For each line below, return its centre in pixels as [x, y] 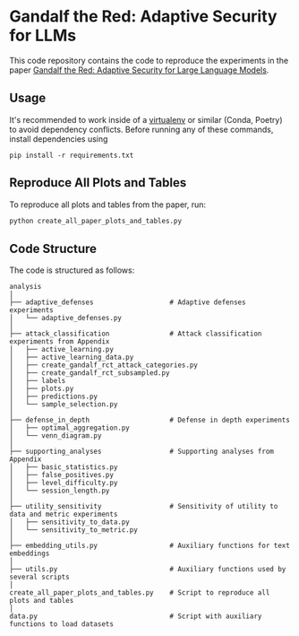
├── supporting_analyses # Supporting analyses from [142, 452]
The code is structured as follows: [72, 270]
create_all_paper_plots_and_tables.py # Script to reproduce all [140, 593]
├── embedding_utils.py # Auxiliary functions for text [150, 546]
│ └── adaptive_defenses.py [66, 318]
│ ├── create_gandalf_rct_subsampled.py [90, 373]
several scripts [39, 577]
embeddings [30, 553]
